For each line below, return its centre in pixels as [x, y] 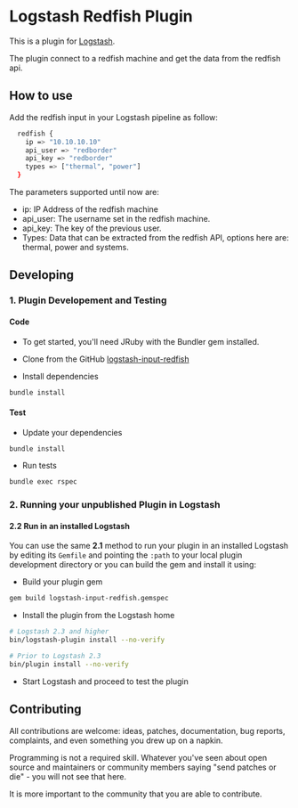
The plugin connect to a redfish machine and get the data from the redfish [145, 58]
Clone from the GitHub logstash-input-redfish [105, 359]
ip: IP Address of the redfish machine [90, 209]
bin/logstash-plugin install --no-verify [87, 640]
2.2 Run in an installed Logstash [70, 526]
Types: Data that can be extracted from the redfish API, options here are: [155, 237]
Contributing [45, 710]
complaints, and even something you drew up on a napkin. [117, 740]
